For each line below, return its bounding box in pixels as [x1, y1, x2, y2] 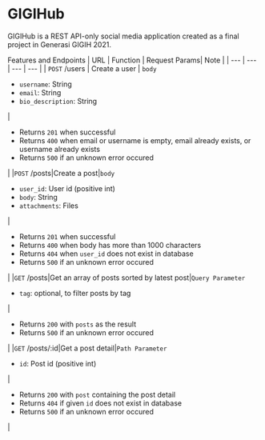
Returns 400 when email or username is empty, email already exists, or [18, 135, 251, 145]
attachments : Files [18, 201, 79, 210]
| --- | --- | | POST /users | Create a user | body [7, 63, 157, 73]
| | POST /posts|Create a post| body [7, 168, 115, 178]
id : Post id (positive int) [18, 358, 97, 368]
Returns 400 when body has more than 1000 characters [18, 240, 202, 250]
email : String [18, 87, 62, 97]
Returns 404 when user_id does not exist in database [18, 249, 194, 258]
